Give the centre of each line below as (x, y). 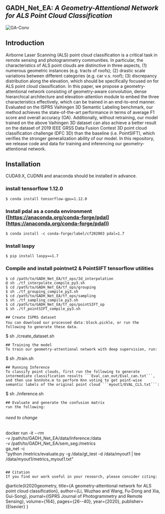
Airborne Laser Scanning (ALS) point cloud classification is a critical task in (82, 55)
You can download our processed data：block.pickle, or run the (72, 323)
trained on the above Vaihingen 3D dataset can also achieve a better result (81, 123)
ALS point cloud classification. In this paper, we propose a (64, 86)
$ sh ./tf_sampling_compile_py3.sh (42, 300)
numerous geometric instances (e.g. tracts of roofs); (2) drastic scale (75, 70)
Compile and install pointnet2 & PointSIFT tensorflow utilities (80, 269)
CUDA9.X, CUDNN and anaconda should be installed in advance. (71, 176)
